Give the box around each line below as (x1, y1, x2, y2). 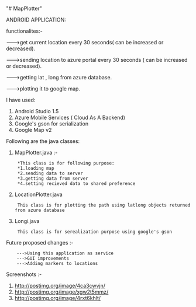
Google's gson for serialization (14, 120, 89, 127)
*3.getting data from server (17, 176, 89, 182)
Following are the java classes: (6, 138, 80, 145)
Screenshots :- (6, 271, 42, 278)
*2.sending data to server (17, 170, 83, 176)
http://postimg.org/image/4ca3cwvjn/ (14, 282, 105, 289)
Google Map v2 (14, 127, 52, 133)
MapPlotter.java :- (14, 149, 58, 156)
